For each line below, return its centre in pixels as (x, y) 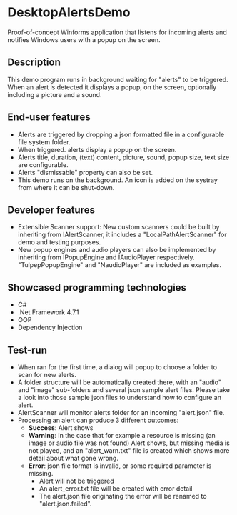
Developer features (51, 210)
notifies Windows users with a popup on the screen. (84, 39)
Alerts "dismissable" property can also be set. (85, 172)
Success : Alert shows (61, 428)
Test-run (27, 350)
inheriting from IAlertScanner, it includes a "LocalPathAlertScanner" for (122, 235)
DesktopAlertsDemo (69, 12)
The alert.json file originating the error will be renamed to (123, 496)
